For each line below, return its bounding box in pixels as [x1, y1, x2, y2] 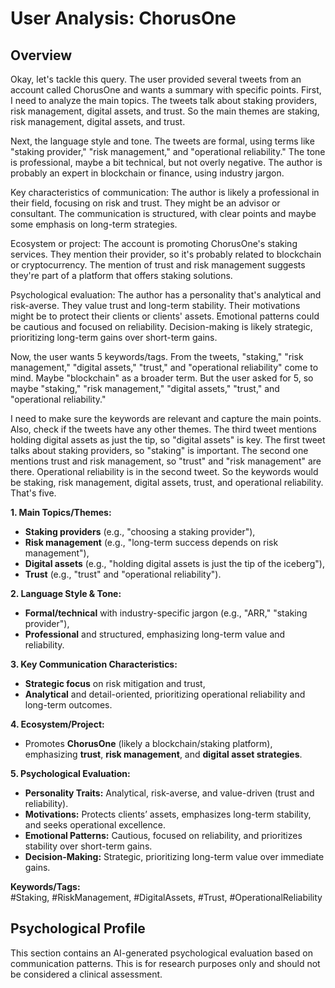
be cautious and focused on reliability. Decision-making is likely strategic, [10, 321, 313, 332]
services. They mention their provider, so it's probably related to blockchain [10, 248, 322, 260]
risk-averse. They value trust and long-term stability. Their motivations [10, 300, 301, 311]
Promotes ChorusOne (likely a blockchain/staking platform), [24, 738, 273, 749]
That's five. [10, 487, 57, 499]
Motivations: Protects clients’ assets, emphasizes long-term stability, [24, 808, 312, 820]
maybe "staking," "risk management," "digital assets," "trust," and [10, 383, 280, 394]
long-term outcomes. [24, 699, 113, 711]
